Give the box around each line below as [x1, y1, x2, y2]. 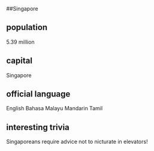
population [6, 22, 48, 32]
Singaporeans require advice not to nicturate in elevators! [6, 138, 148, 146]
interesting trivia [6, 122, 70, 132]
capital [6, 56, 33, 66]
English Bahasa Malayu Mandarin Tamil [6, 105, 103, 112]
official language [6, 89, 71, 99]
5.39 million [6, 38, 35, 46]
